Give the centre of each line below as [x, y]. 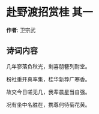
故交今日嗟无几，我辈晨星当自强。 [48, 92]
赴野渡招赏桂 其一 [49, 12]
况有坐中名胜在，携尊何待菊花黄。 [48, 104]
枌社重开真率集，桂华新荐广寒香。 [48, 79]
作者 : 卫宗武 [21, 30]
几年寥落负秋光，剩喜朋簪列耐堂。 [48, 66]
